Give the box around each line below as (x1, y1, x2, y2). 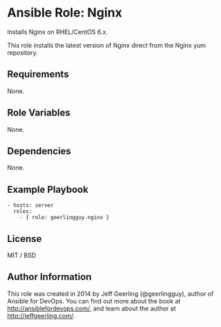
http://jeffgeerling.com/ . (7, 311, 75, 319)
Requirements (7, 68, 69, 80)
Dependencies (7, 145, 71, 157)
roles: (13, 208, 32, 215)
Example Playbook (7, 183, 88, 195)
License (7, 233, 42, 245)
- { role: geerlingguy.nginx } (19, 214, 110, 221)
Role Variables (7, 107, 70, 119)
